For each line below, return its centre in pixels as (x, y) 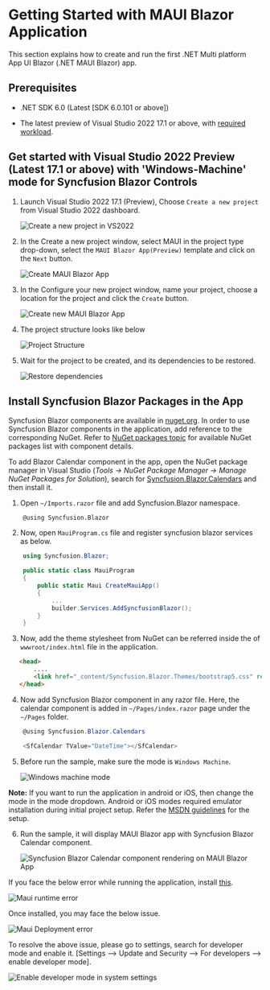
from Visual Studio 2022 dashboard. (80, 210)
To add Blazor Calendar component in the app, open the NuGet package (128, 462)
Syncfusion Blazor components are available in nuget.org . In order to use (129, 421)
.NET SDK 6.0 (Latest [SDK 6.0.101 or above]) (94, 107)
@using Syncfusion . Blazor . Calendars (84, 731)
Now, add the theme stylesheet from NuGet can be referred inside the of (140, 638)
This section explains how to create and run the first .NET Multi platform (127, 54)
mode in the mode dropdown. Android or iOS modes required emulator (125, 801)
